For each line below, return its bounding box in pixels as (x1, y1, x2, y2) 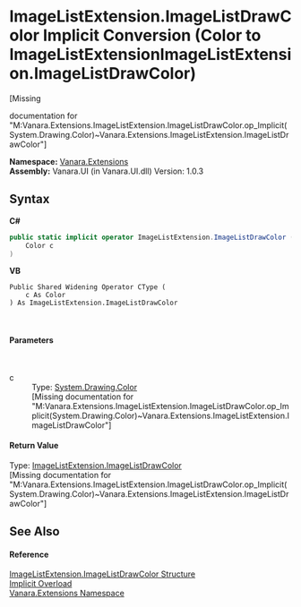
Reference (9, 549, 49, 560)
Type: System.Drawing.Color (31, 381, 137, 392)
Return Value (9, 440, 59, 451)
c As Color (25, 291, 66, 300)
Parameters (9, 334, 54, 346)
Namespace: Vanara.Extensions (9, 156, 129, 167)
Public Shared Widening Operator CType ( (9, 283, 167, 292)
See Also (9, 524, 60, 539)
